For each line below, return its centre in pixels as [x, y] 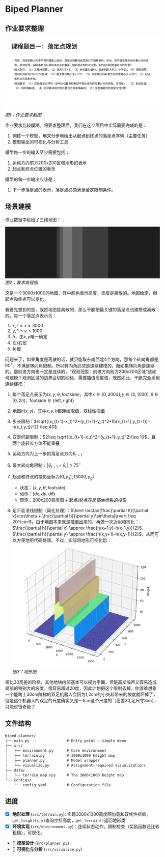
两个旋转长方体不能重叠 [36, 443]
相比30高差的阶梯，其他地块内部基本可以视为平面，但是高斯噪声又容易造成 [81, 682]
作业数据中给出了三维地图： [33, 219]
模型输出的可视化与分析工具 [40, 142]
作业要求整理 [25, 28]
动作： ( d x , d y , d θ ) [37, 494]
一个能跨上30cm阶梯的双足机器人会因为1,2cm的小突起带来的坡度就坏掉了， [82, 694]
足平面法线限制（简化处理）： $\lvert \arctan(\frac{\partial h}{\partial [80, 511]
